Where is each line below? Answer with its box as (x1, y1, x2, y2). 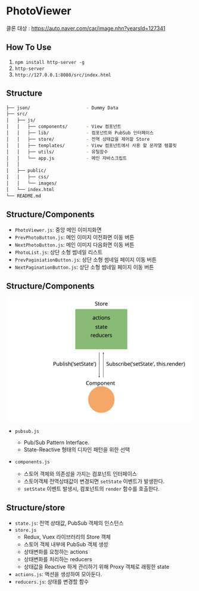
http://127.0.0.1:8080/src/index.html (14, 72, 111, 78)
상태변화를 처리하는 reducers (23, 555, 92, 562)
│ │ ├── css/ (6, 174, 49, 180)
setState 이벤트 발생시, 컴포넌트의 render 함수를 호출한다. (23, 485, 160, 492)
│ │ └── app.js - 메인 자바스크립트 (6, 155, 127, 161)
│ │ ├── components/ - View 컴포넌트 (6, 124, 122, 130)
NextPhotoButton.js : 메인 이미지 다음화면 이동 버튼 (14, 241, 135, 248)
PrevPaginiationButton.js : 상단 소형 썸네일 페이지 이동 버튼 (14, 256, 157, 263)
